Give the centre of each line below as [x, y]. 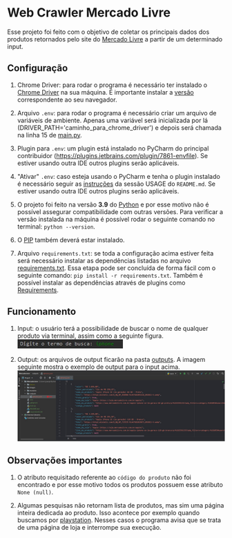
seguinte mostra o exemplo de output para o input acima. [99, 367]
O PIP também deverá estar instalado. [71, 240]
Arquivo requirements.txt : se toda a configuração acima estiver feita [115, 253]
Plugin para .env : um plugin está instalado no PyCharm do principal [113, 148]
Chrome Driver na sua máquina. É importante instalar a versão [106, 92]
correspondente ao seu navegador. [67, 99]
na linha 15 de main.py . [50, 135]
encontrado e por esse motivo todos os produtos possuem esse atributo [120, 484]
